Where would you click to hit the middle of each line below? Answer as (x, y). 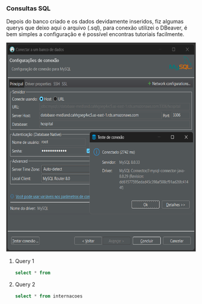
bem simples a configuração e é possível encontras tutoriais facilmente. (95, 34)
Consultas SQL (29, 8)
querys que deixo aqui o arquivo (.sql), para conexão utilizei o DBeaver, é (97, 28)
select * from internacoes (49, 296)
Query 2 (25, 285)
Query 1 (24, 261)
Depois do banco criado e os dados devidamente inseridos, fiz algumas (95, 22)
